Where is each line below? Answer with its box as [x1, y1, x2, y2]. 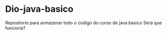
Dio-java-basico [5, 3, 74, 15]
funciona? [5, 25, 26, 31]
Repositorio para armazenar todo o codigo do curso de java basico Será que [5, 20, 162, 26]
